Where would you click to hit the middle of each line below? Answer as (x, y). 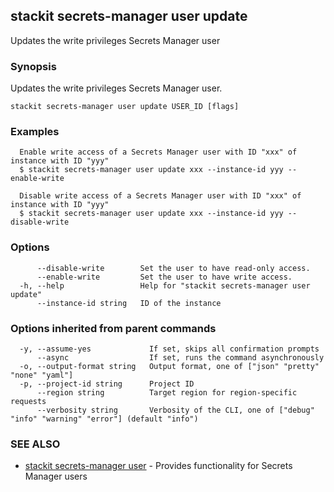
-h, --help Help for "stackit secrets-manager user (165, 285)
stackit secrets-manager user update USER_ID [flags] (125, 107)
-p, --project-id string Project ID (107, 384)
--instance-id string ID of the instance (129, 303)
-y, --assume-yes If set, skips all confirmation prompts (169, 349)
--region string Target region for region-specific (167, 393)
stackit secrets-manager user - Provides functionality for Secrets (158, 466)
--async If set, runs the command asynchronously (180, 358)
